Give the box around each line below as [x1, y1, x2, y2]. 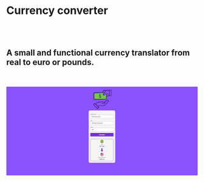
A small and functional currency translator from [6, 48, 190, 58]
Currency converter [6, 4, 108, 18]
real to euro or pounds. [6, 57, 95, 67]
